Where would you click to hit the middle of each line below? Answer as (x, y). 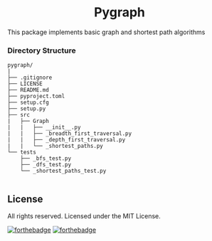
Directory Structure (42, 50)
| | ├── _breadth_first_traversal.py (70, 134)
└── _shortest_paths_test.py (63, 171)
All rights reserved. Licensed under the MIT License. (84, 216)
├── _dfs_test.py (46, 165)
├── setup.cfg (28, 103)
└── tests (22, 152)
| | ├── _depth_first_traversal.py (67, 140)
